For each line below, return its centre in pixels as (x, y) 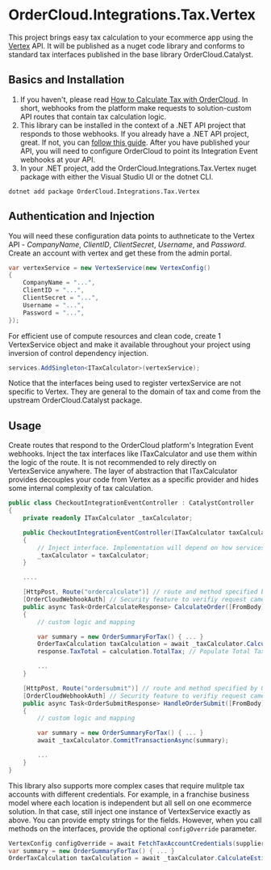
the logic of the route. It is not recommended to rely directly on (113, 462)
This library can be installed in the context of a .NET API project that (133, 125)
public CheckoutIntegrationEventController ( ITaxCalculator (124, 532)
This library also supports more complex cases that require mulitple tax (126, 785)
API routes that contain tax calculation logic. (93, 116)
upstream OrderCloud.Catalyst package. (75, 400)
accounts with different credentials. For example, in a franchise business (129, 794)
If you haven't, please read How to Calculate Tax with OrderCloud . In (134, 99)
